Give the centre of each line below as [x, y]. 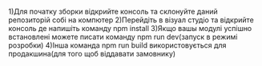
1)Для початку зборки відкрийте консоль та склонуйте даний [113, 12]
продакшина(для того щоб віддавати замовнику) [92, 54]
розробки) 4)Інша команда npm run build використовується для [117, 45]
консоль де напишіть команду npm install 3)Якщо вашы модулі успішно [130, 28]
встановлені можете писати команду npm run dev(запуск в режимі [123, 37]
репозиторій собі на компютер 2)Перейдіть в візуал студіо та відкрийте [131, 20]
